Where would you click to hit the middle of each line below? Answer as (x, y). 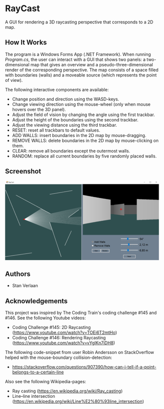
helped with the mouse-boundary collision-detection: (59, 358)
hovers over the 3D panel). (39, 109)
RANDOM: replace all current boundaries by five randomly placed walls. (84, 156)
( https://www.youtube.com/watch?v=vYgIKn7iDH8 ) (64, 343)
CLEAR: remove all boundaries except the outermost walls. (71, 151)
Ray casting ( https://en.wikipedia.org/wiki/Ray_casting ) (67, 391)
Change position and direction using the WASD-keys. (66, 99)
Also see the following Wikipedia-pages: (46, 382)
